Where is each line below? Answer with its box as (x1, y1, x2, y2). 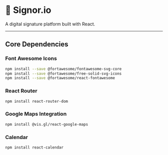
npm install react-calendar (5, 145, 64, 150)
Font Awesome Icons (5, 55, 57, 62)
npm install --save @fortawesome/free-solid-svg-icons (5, 71, 122, 76)
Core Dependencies (5, 40, 68, 49)
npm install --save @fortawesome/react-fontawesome (5, 76, 115, 81)
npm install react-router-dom (5, 99, 68, 104)
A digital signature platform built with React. (5, 21, 95, 27)
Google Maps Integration (5, 111, 67, 118)
